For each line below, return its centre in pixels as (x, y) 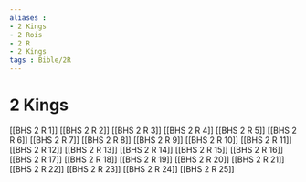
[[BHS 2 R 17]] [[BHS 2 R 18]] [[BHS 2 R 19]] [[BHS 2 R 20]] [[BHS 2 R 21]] (147, 159)
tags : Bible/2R (40, 60)
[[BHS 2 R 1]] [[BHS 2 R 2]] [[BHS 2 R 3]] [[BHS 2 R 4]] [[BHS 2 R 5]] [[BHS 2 (153, 130)
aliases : (28, 18)
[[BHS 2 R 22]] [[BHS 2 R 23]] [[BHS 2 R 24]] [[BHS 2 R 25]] (122, 168)
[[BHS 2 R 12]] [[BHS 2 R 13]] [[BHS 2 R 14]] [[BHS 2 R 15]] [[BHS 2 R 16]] (147, 149)
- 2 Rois (26, 35)
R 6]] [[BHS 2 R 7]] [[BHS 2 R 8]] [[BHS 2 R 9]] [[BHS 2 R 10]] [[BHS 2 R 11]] (151, 140)
